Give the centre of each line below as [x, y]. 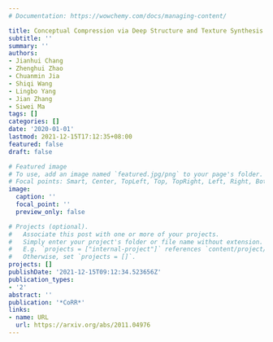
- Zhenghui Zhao [36, 69]
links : [19, 310]
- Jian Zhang [30, 99]
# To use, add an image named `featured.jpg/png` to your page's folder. [136, 174]
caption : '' [36, 197]
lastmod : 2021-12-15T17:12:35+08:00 [70, 137]
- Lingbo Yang [32, 91]
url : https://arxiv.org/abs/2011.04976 [83, 325]
